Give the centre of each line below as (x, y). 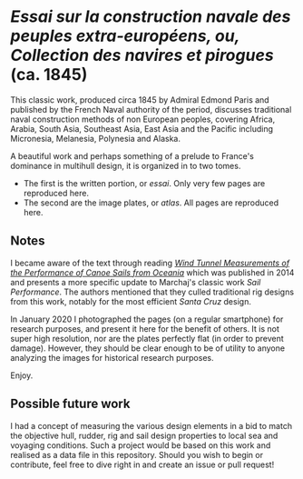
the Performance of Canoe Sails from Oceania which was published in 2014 (152, 272)
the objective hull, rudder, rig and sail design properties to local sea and (144, 435)
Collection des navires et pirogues (142, 55)
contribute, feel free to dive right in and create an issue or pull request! (142, 464)
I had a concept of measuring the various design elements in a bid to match (151, 425)
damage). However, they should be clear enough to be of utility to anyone (147, 348)
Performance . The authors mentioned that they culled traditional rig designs (152, 292)
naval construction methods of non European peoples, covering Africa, (143, 119)
